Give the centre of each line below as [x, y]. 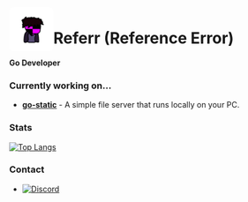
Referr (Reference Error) [144, 38]
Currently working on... [60, 86]
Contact [27, 169]
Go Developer [35, 63]
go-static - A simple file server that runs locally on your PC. [131, 105]
